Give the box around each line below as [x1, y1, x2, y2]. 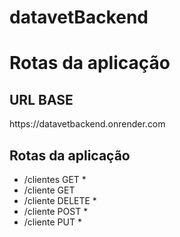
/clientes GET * [23, 174, 87, 185]
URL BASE [9, 91, 74, 108]
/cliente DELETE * [23, 195, 97, 206]
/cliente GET [23, 184, 76, 196]
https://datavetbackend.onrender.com [9, 118, 166, 130]
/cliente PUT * [23, 216, 82, 228]
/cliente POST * [23, 206, 89, 217]
